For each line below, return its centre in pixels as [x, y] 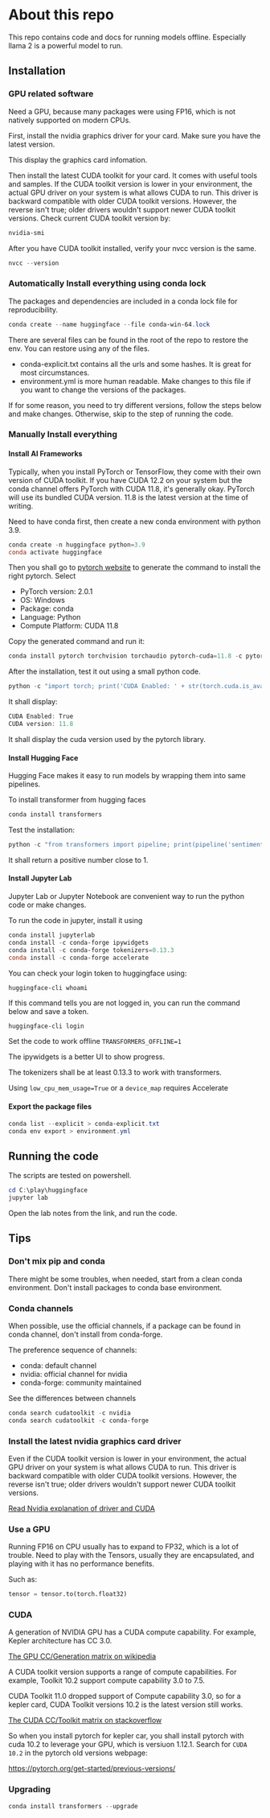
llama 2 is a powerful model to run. [65, 45]
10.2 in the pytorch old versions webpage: [78, 1753]
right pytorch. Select [42, 576]
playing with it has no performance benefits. [82, 1564]
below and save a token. [49, 1011]
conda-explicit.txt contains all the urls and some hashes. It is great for [135, 364]
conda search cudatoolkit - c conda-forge [79, 1420]
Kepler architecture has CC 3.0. [60, 1641]
